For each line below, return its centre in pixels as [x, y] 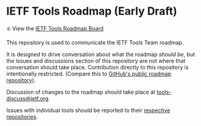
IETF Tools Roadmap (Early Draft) [92, 11]
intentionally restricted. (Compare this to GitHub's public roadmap [89, 74]
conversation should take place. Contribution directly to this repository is [97, 67]
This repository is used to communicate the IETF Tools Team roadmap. [95, 42]
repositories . [22, 116]
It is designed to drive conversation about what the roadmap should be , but [101, 54]
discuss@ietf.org [27, 98]
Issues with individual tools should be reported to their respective [88, 110]
